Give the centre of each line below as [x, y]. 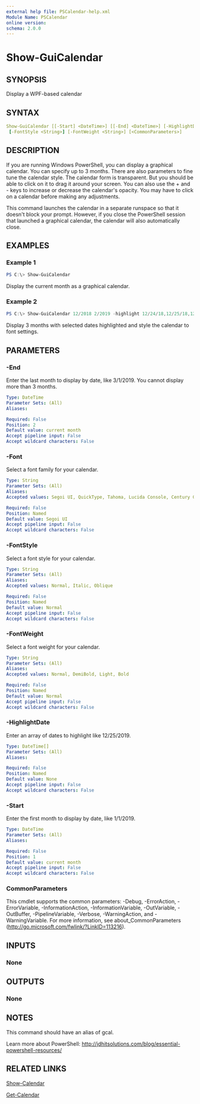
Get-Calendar [23, 1094]
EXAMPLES [28, 245]
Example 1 [21, 262]
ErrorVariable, [23, 908]
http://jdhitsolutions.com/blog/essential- [131, 1044]
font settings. [22, 331]
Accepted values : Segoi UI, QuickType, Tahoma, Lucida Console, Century [98, 497]
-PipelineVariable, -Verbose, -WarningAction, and [93, 914]
